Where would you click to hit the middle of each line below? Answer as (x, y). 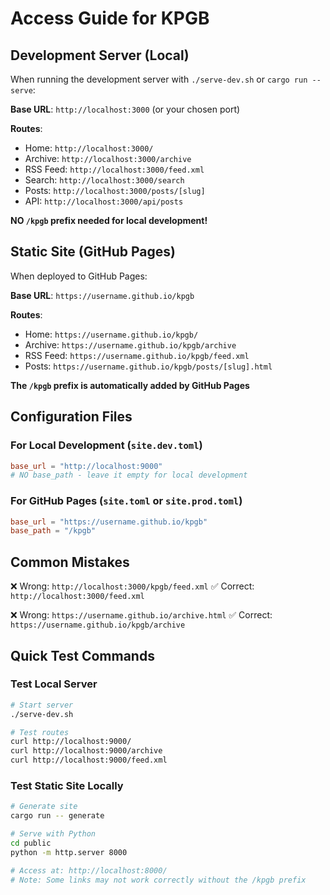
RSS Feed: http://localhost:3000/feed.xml (114, 169)
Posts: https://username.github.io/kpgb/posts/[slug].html (148, 366)
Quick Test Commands (82, 655)
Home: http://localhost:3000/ (89, 148)
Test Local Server (54, 684)
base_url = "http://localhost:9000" (86, 466)
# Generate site (44, 807)
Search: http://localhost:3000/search (104, 180)
